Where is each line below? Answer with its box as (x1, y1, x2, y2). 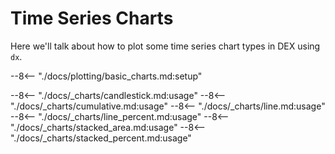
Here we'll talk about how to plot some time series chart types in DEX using (10, 40, 321, 52)
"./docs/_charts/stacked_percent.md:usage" (10, 132, 192, 144)
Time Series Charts (10, 7, 174, 30)
